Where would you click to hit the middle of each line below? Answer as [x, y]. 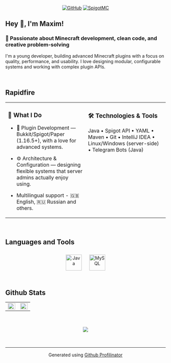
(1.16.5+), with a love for [46, 141]
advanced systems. [40, 147]
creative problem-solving [37, 45]
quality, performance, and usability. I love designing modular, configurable [83, 61]
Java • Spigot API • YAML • [121, 131]
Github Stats [25, 292]
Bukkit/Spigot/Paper [41, 134]
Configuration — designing [49, 165]
